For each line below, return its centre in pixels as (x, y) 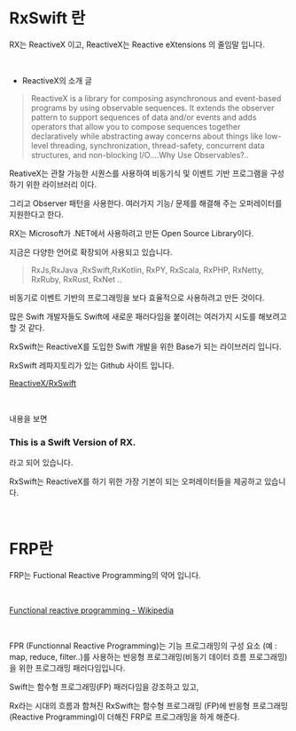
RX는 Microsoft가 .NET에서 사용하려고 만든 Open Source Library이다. (132, 233)
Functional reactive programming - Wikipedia (92, 610)
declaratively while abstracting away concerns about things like (147, 136)
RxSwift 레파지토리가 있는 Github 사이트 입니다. (92, 365)
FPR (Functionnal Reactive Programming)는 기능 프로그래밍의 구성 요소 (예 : (143, 646)
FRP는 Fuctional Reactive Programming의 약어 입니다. (105, 576)
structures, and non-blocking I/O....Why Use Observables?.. (140, 155)
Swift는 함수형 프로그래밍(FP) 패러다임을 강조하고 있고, (104, 687)
